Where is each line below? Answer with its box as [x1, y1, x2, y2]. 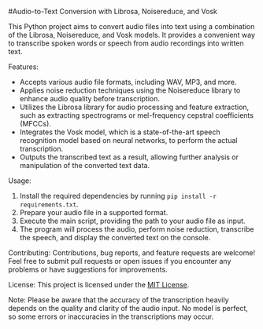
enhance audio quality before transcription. [19, 94, 160, 103]
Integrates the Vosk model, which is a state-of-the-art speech [19, 127, 220, 137]
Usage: [8, 176, 31, 185]
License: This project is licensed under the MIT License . [8, 280, 190, 289]
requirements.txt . [19, 199, 79, 209]
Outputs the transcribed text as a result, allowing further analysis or [19, 152, 239, 162]
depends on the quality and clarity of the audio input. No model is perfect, [8, 304, 248, 313]
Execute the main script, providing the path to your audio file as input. [19, 216, 246, 225]
